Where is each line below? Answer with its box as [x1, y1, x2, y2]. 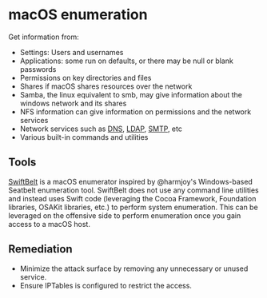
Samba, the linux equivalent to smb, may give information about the [19, 89, 242, 99]
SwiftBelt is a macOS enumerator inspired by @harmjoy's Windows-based [8, 177, 253, 186]
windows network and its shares [19, 98, 127, 108]
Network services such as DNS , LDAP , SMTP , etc [19, 124, 182, 133]
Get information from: [8, 32, 80, 42]
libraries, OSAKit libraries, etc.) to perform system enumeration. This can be [8, 202, 258, 212]
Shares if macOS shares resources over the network [19, 81, 193, 91]
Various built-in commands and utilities [19, 132, 149, 141]
